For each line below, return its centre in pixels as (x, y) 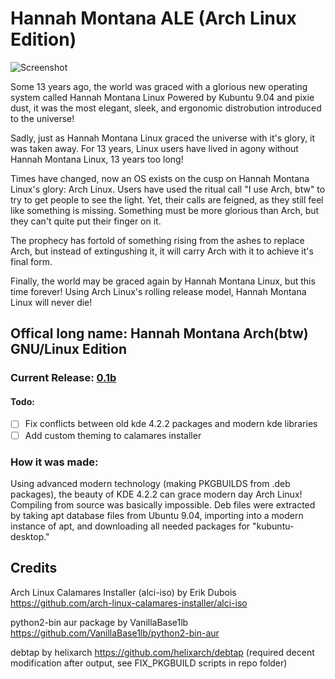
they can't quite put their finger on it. (86, 221)
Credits (34, 568)
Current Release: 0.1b (63, 378)
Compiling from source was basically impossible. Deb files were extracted (163, 504)
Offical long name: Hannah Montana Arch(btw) (159, 333)
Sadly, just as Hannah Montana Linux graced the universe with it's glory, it (163, 138)
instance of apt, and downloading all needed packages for (130, 526)
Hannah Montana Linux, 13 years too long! (97, 159)
